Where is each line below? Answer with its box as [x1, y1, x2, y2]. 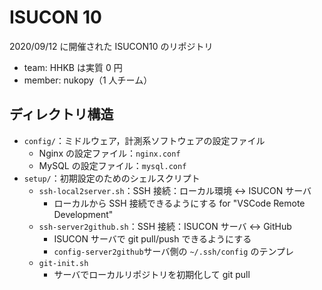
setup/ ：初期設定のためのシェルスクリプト [23, 172, 201, 184]
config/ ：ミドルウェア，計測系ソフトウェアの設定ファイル [23, 134, 266, 146]
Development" [53, 208, 114, 220]
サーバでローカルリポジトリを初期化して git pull [53, 268, 251, 280]
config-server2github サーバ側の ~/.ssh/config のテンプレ [53, 245, 294, 257]
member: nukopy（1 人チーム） [23, 74, 153, 86]
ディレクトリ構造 [9, 106, 114, 123]
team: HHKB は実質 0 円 [23, 61, 123, 73]
